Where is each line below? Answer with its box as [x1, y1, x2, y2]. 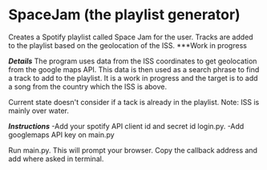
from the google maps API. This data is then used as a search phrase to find [8, 64, 260, 74]
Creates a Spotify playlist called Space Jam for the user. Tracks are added [8, 32, 254, 42]
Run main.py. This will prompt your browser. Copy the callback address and [8, 145, 258, 155]
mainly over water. [8, 106, 70, 115]
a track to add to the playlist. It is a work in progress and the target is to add [8, 73, 258, 83]
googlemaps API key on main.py [8, 130, 115, 140]
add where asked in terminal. [8, 154, 104, 164]
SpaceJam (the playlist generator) [8, 6, 241, 24]
